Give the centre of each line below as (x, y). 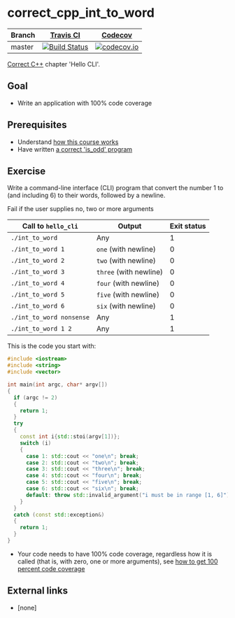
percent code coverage (51, 568)
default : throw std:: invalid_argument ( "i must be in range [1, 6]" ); (129, 495)
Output (130, 227)
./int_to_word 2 (38, 261)
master (22, 47)
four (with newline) (128, 283)
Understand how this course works (68, 142)
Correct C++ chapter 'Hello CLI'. (54, 64)
